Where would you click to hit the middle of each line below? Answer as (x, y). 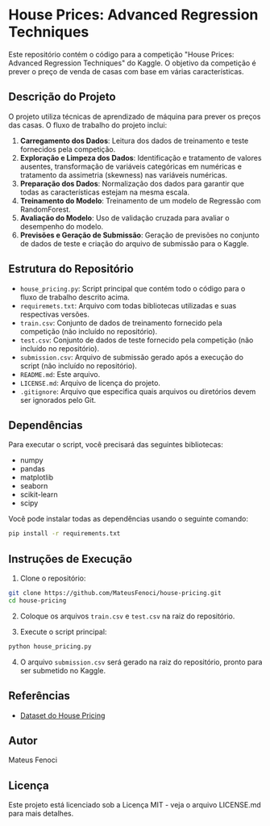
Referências (39, 696)
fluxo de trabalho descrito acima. (75, 297)
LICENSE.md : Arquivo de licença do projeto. (90, 383)
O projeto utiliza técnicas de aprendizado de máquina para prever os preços (135, 116)
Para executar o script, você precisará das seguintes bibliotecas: (116, 445)
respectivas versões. (55, 314)
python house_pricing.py (50, 646)
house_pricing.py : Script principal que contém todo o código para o (133, 288)
